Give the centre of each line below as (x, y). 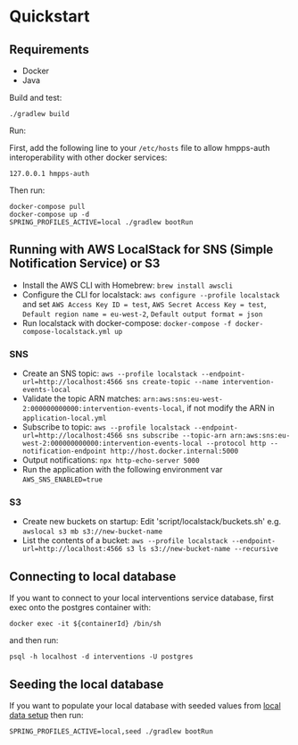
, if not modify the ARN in (228, 408)
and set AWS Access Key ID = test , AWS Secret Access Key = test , (144, 304)
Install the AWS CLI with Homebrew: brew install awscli (128, 285)
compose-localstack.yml (66, 331)
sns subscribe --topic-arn (176, 436)
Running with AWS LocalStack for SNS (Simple (141, 250)
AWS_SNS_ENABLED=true (62, 480)
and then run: (34, 640)
